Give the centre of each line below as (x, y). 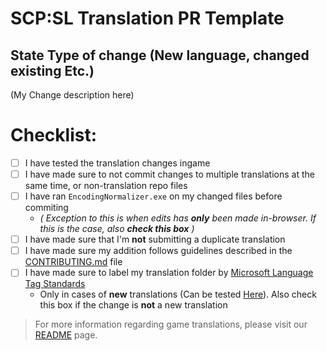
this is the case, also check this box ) (117, 229)
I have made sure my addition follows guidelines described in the (158, 251)
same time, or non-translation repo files (106, 186)
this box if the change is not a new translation (133, 305)
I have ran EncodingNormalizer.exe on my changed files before (153, 196)
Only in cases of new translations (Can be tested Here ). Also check (178, 294)
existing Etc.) (52, 70)
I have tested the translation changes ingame (117, 163)
